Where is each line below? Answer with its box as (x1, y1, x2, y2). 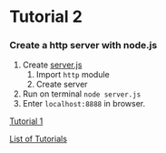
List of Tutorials (9, 134, 68, 145)
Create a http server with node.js (9, 39, 158, 52)
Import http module (35, 69, 111, 80)
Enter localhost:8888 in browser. (22, 98, 146, 109)
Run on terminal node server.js (22, 88, 142, 99)
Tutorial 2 (9, 6, 83, 27)
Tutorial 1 (9, 116, 44, 127)
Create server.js (22, 59, 83, 70)
